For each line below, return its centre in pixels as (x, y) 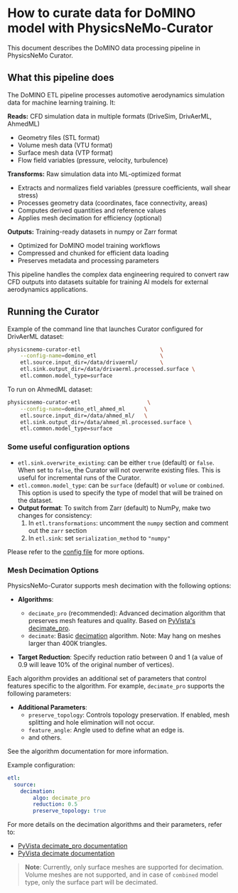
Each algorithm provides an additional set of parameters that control (107, 678)
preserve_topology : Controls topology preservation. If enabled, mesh (129, 715)
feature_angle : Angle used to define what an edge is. (106, 730)
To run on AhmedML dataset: (50, 389)
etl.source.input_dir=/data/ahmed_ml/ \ (84, 416)
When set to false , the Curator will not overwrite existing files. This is (119, 470)
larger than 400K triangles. (67, 643)
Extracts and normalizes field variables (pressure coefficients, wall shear (124, 188)
